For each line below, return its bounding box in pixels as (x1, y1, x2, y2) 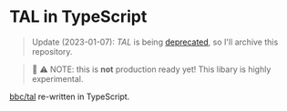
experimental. (31, 73, 84, 84)
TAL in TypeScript (9, 6, 148, 27)
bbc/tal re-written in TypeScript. (9, 91, 130, 102)
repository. (31, 45, 73, 56)
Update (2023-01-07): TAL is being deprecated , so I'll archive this (31, 36, 279, 47)
